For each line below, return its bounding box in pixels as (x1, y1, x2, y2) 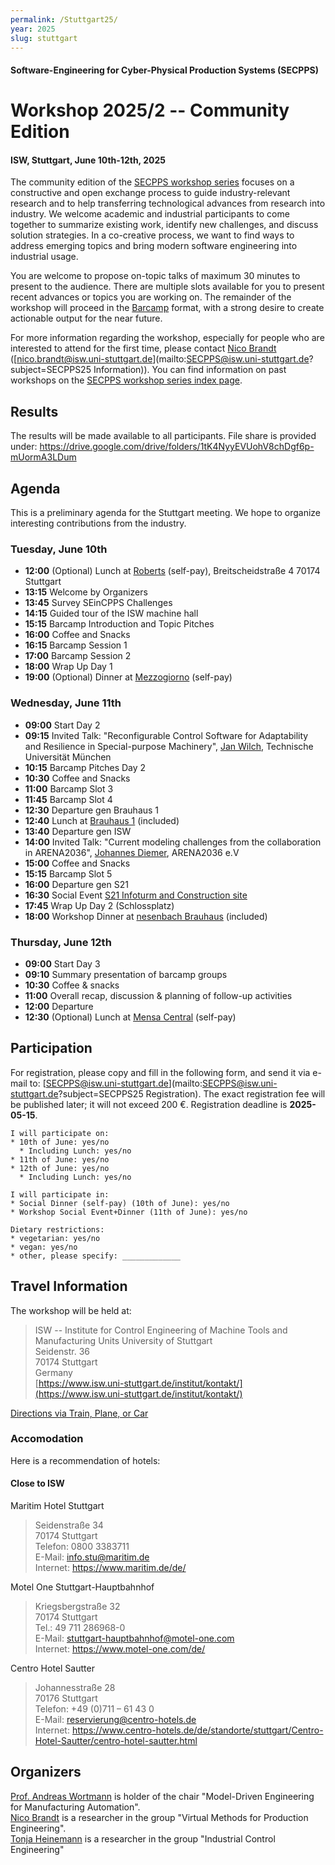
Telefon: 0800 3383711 (34, 1541, 130, 1552)
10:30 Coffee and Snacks (24, 772, 131, 784)
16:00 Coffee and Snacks (24, 629, 131, 641)
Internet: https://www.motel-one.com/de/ (34, 1643, 206, 1655)
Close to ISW (10, 1477, 65, 1490)
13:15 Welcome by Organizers (24, 586, 148, 598)
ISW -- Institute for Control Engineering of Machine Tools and (34, 1324, 288, 1336)
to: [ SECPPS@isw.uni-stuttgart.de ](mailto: (29, 1077, 203, 1089)
